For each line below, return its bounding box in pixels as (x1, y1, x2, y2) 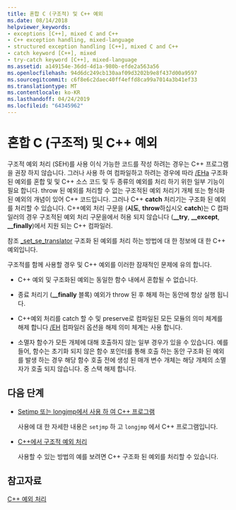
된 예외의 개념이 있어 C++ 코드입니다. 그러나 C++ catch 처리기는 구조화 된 (7, 195, 213, 203)
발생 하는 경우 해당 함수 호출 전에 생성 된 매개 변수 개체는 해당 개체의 (25, 355, 213, 364)
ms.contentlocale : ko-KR (7, 89, 81, 96)
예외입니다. (7, 245, 38, 254)
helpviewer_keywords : (7, 23, 71, 30)
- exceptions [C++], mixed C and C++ (7, 30, 119, 37)
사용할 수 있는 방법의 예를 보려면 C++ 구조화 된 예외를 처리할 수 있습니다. (17, 452, 219, 461)
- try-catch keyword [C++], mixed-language (7, 57, 138, 64)
